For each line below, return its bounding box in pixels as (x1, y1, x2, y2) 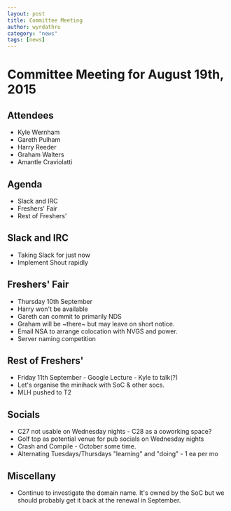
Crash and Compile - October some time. (17, 442, 136, 451)
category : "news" (7, 29, 58, 37)
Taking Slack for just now (17, 251, 91, 259)
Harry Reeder (17, 143, 57, 152)
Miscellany (7, 470, 56, 482)
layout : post (7, 10, 45, 18)
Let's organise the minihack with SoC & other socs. (17, 380, 165, 390)
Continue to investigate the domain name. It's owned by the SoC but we (17, 489, 225, 497)
